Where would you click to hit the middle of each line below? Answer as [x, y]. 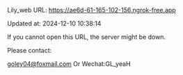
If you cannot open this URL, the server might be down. [86, 37]
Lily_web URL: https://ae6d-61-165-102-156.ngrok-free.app [91, 10]
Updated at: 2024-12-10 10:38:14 [54, 23]
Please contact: [30, 50]
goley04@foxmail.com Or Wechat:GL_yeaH [69, 64]
